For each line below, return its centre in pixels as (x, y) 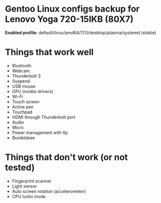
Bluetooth (22, 65)
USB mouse (24, 86)
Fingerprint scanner (32, 181)
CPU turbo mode (29, 196)
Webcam (21, 71)
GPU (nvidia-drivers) (33, 91)
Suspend (21, 81)
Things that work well (49, 52)
